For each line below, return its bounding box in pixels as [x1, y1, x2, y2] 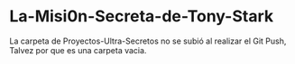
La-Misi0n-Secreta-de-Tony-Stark [9, 6, 273, 27]
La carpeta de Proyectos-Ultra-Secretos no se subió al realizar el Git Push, [9, 36, 287, 46]
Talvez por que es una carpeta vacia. [9, 44, 147, 55]
